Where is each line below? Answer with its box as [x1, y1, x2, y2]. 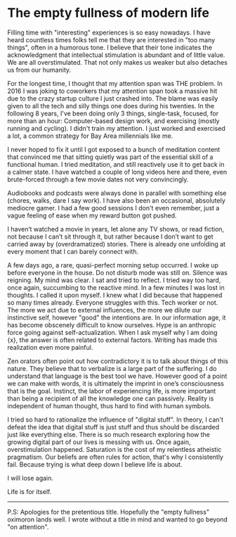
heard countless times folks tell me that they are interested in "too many [7, 35, 216, 44]
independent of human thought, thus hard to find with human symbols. [7, 401, 212, 410]
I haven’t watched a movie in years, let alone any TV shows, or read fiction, [7, 225, 225, 233]
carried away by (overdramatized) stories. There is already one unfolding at [7, 239, 226, 248]
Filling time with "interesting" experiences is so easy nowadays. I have [7, 28, 211, 37]
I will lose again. [7, 474, 54, 482]
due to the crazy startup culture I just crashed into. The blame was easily [7, 94, 218, 103]
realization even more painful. [7, 343, 93, 351]
